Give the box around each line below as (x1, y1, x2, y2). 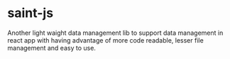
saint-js (7, 5, 54, 21)
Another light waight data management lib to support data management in (7, 28, 224, 37)
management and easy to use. (7, 43, 96, 52)
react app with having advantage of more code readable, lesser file (7, 36, 204, 44)
